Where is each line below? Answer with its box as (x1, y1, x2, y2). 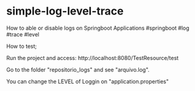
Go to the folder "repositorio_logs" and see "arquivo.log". (6, 66, 150, 73)
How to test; (6, 42, 37, 50)
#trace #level (6, 30, 40, 38)
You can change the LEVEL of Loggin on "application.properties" (6, 78, 169, 85)
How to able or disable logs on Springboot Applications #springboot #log (6, 24, 190, 32)
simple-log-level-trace (6, 4, 124, 18)
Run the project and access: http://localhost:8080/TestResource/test (6, 54, 179, 61)
